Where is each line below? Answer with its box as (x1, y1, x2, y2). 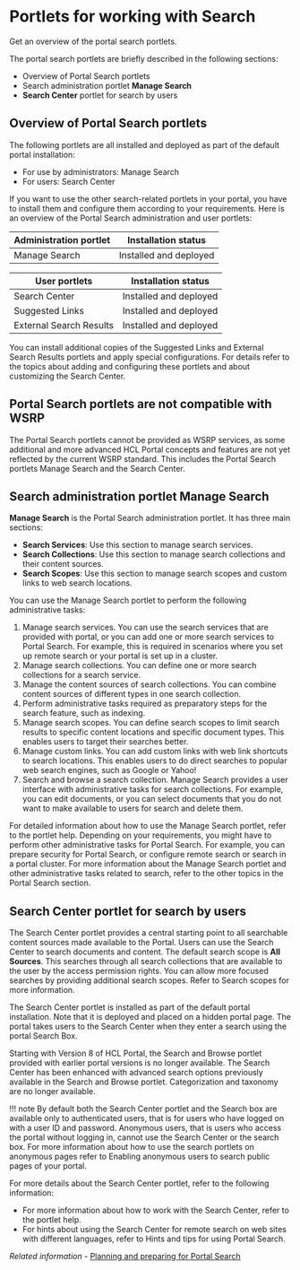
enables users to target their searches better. (21, 736, 189, 747)
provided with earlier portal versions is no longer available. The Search (9, 1057, 270, 1068)
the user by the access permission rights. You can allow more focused (9, 966, 269, 977)
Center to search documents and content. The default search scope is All (9, 946, 280, 957)
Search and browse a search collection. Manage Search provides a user (21, 774, 288, 786)
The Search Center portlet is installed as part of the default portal (9, 1002, 251, 1013)
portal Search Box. (9, 1031, 78, 1041)
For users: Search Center (21, 176, 116, 187)
